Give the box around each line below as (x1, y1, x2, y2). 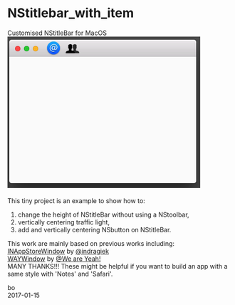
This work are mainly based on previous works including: (7, 239, 175, 247)
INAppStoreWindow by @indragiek (7, 247, 109, 255)
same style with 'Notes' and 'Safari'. (7, 269, 113, 278)
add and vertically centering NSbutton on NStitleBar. (17, 225, 172, 234)
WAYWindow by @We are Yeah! (7, 254, 101, 263)
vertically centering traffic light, (17, 217, 110, 226)
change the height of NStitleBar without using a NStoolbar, (17, 210, 190, 219)
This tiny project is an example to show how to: (7, 196, 146, 205)
